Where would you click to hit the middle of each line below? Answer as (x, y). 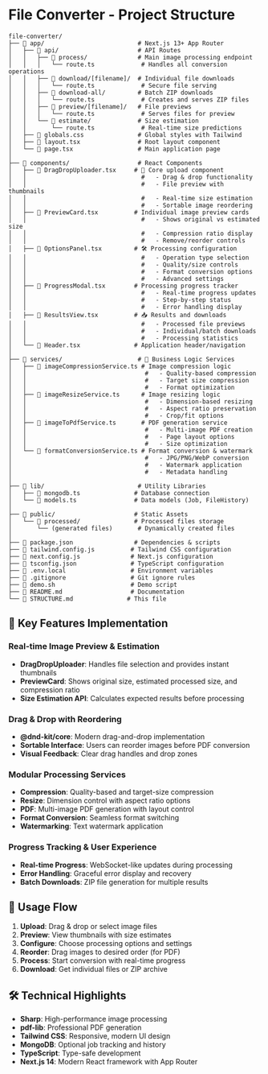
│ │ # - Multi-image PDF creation (130, 430)
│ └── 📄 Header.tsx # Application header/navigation (127, 345)
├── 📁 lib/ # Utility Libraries (107, 486)
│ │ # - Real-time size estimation (130, 198)
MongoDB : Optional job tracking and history (93, 1045)
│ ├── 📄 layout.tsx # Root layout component (114, 142)
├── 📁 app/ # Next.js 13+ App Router (116, 43)
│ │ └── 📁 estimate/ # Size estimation (104, 121)
